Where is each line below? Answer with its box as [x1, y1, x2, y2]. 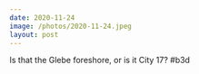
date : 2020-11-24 [9, 13, 75, 23]
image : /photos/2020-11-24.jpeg [9, 22, 132, 31]
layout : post [9, 30, 59, 39]
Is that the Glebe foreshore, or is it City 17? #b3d [9, 55, 191, 66]
